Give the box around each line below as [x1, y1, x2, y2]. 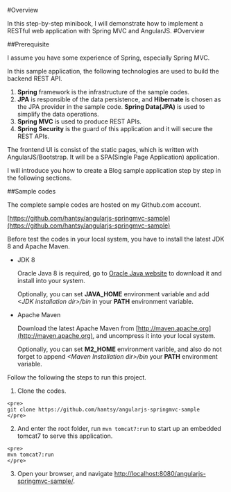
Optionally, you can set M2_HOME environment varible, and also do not [17, 345, 222, 353]
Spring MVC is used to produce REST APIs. [17, 117, 142, 126]
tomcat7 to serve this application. [17, 432, 113, 440]
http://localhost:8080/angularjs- [114, 470, 206, 477]
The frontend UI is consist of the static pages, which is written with [7, 146, 199, 153]
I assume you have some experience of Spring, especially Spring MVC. [7, 53, 210, 62]
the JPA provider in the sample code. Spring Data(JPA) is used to [17, 103, 205, 110]
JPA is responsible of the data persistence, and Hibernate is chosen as [17, 95, 221, 103]
